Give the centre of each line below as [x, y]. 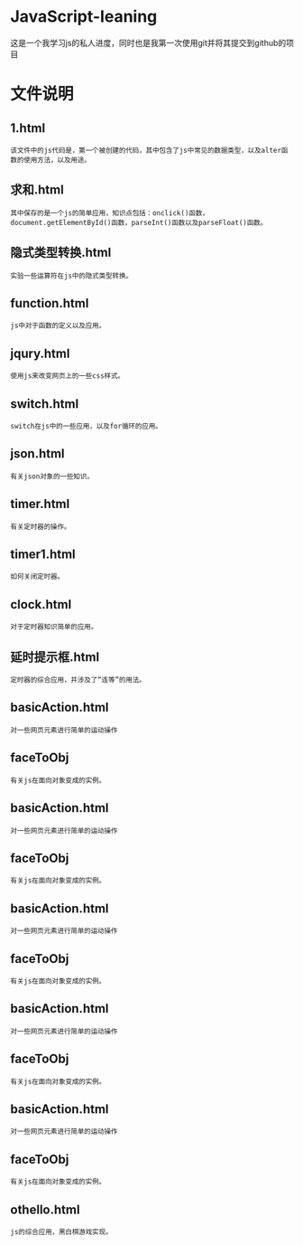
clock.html [41, 604]
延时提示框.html [55, 657]
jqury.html [40, 353]
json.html [38, 454]
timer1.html [43, 555]
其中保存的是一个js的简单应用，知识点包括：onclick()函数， [110, 213]
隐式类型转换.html [61, 253]
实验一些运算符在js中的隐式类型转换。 [72, 276]
